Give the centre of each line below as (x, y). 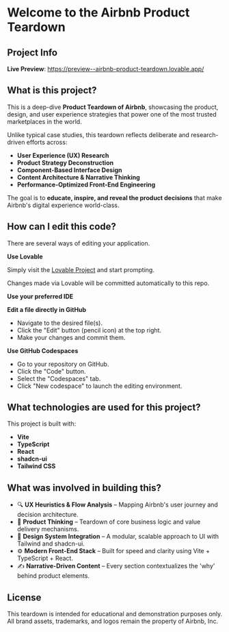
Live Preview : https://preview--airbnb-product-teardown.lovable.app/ (106, 69)
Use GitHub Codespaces (43, 350)
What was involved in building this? (84, 488)
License (24, 597)
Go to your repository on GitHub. (63, 364)
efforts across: (47, 142)
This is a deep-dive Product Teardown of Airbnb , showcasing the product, (113, 107)
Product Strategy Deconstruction (65, 162)
